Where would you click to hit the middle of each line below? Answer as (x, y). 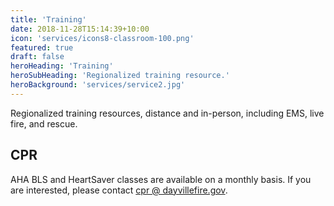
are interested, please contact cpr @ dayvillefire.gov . (119, 190)
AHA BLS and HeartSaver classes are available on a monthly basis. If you (161, 179)
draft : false (37, 57)
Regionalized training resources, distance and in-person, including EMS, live (167, 113)
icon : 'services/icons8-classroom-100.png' (102, 38)
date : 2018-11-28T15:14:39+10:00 (80, 29)
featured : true (42, 47)
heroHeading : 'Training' (62, 66)
